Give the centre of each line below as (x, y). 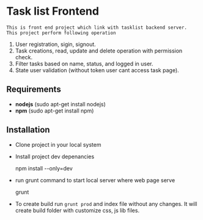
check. (24, 57)
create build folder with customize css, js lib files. (77, 210)
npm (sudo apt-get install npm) (54, 111)
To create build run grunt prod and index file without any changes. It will (106, 204)
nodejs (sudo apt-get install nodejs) (60, 104)
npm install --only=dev (44, 168)
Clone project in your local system (58, 144)
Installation (28, 130)
